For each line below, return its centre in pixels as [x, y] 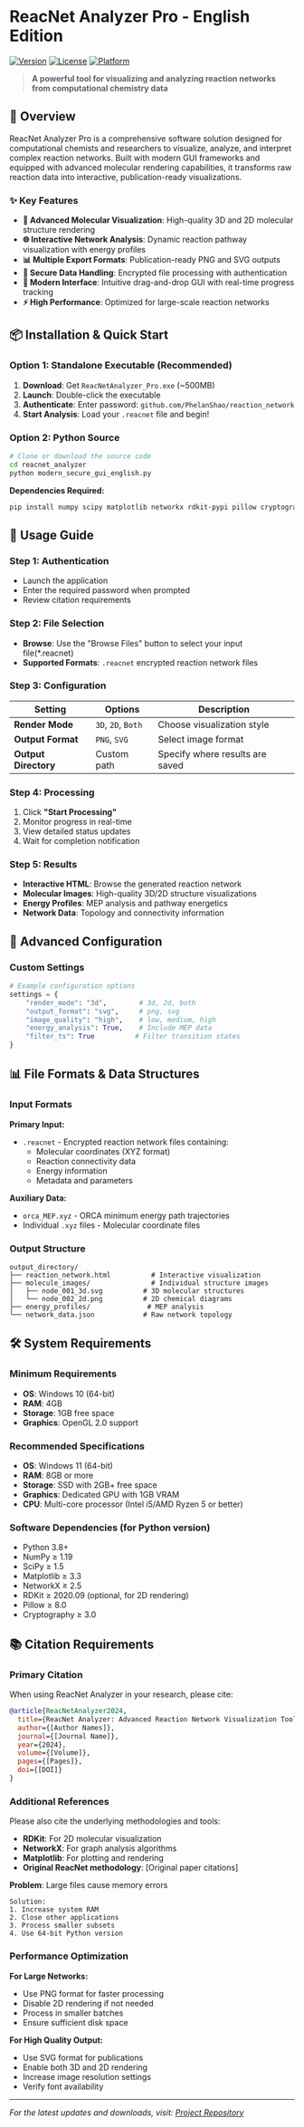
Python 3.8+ [46, 1547]
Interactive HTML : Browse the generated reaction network [132, 884]
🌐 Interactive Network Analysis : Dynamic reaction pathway [134, 240]
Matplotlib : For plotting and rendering [93, 1858]
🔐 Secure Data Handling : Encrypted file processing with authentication [155, 273]
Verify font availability [63, 2086]
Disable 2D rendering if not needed [88, 2003]
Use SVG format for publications [83, 2057]
